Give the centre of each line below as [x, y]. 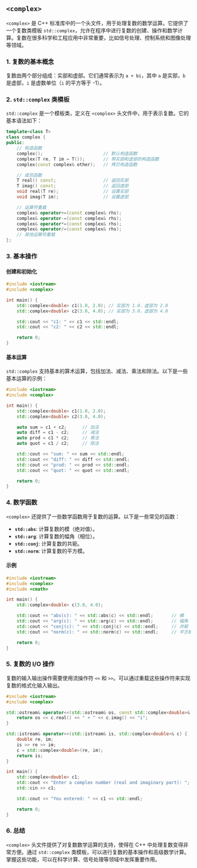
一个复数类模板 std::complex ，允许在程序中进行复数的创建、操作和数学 [92, 30]
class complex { [26, 137]
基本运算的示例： [27, 379]
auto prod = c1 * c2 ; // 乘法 [58, 438]
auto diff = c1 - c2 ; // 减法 [58, 433]
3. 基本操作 [22, 256]
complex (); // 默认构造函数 [77, 154]
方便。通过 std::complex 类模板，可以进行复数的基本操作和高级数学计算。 [100, 852]
